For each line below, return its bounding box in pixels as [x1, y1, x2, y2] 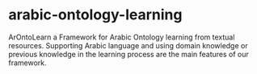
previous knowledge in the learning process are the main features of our [8, 49, 249, 59]
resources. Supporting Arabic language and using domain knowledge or [8, 40, 248, 50]
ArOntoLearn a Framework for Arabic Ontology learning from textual [8, 32, 235, 42]
